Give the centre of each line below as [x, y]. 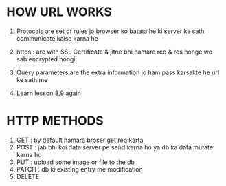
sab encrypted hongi [46, 59]
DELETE [28, 176]
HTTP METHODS [55, 121]
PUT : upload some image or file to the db [76, 162]
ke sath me [32, 79]
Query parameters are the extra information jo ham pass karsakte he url [118, 72]
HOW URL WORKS [59, 12]
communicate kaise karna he [57, 38]
